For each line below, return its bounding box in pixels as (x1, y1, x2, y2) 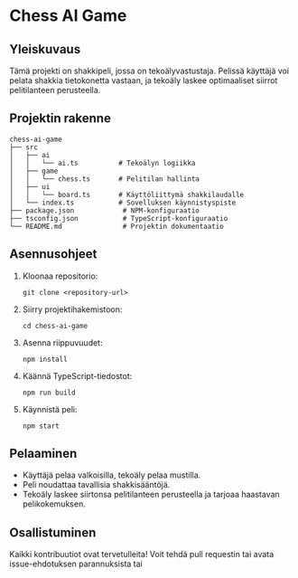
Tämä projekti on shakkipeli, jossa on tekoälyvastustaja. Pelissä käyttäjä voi (9, 65, 290, 76)
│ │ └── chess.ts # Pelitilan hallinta (9, 174, 200, 184)
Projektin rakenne (9, 110, 111, 127)
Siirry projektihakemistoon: (22, 304, 123, 315)
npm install (22, 355, 68, 364)
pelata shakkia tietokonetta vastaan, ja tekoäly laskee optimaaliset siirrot (9, 75, 278, 86)
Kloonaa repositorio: (22, 270, 98, 281)
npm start (22, 422, 61, 431)
